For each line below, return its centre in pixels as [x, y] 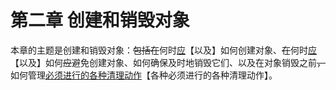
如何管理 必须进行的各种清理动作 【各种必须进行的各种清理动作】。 [144, 75]
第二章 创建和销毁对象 [100, 20]
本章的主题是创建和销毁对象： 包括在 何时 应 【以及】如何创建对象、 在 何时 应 [163, 50]
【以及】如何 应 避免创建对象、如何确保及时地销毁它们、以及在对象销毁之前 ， [168, 62]
